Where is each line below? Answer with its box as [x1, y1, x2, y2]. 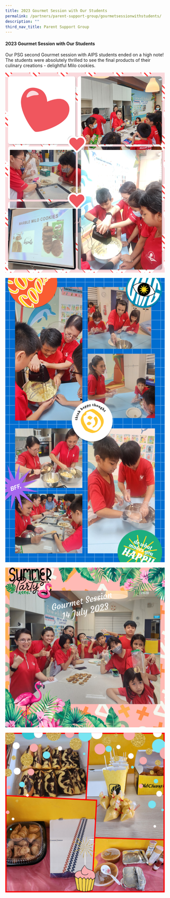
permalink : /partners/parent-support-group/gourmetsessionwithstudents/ [5, 13, 162, 19]
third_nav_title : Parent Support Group [5, 24, 90, 29]
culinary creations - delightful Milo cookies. [5, 62, 96, 68]
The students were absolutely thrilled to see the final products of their [5, 57, 151, 63]
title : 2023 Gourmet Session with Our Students [5, 8, 108, 13]
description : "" [5, 19, 39, 24]
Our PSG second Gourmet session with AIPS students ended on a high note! [5, 52, 164, 58]
